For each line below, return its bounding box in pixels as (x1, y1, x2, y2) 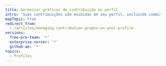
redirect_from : (5, 21, 37, 26)
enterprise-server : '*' (9, 40, 58, 45)
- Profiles (9, 53, 32, 59)
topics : (5, 49, 21, 54)
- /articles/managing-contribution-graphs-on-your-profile (9, 26, 134, 31)
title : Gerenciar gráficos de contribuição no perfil (5, 7, 119, 12)
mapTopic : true (5, 16, 37, 21)
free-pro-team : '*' (9, 35, 50, 40)
